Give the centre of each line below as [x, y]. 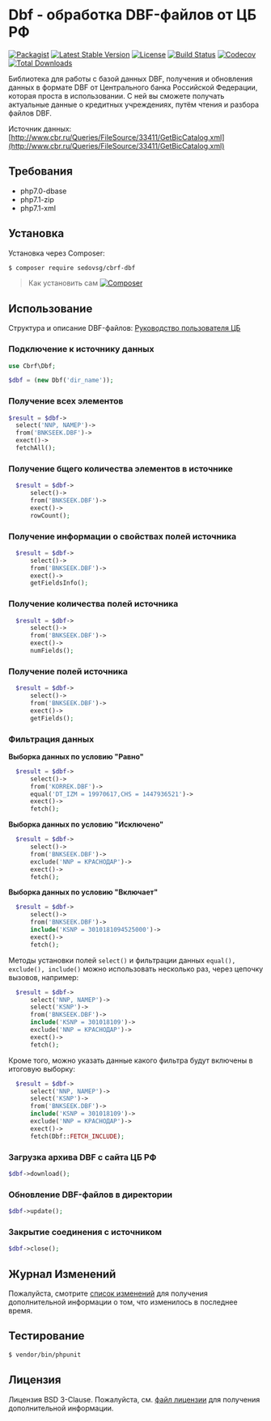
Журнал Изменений [62, 1274]
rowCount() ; [50, 515]
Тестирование [47, 1336]
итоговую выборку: [42, 1068]
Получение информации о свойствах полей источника [123, 536]
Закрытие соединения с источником [85, 1232]
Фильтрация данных [51, 739]
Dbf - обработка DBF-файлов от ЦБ [133, 15]
